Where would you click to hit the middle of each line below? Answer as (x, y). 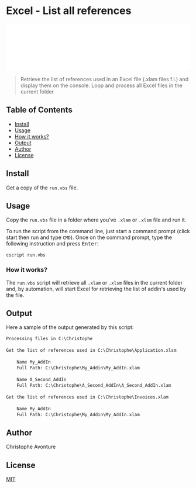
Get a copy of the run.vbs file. (42, 188)
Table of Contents (39, 110)
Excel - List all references (69, 11)
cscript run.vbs (26, 255)
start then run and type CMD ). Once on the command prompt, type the (89, 237)
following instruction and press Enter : (52, 244)
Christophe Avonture (31, 447)
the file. (15, 295)
